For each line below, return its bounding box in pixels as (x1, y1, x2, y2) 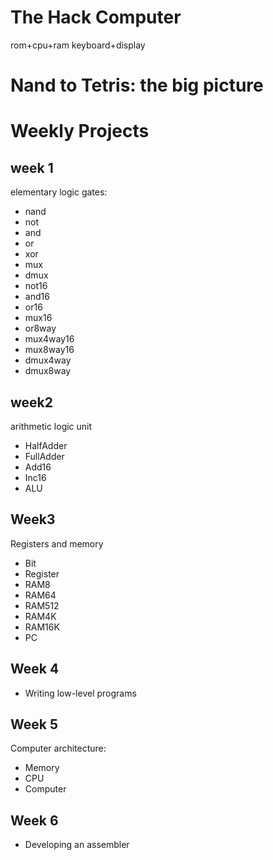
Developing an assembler (24, 839, 130, 851)
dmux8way (24, 365, 72, 377)
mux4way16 (24, 333, 75, 345)
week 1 (10, 159, 54, 176)
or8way (24, 322, 57, 335)
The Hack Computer (10, 6, 182, 29)
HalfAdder (24, 439, 68, 451)
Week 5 (10, 716, 58, 733)
